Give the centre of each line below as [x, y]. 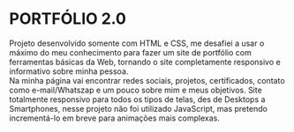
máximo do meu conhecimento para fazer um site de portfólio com [130, 52]
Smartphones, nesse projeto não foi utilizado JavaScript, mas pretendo [138, 108]
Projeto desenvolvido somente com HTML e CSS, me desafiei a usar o [137, 43]
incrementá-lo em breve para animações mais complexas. [115, 118]
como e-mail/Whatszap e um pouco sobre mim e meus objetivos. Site [136, 90]
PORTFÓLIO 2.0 [68, 19]
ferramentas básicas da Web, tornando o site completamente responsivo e [145, 62]
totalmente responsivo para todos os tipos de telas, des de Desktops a [137, 99]
